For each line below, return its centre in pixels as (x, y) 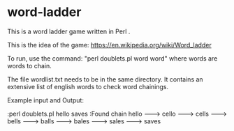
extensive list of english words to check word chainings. (88, 86)
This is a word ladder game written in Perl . (69, 31)
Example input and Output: (45, 100)
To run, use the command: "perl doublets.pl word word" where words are (112, 58)
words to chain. (30, 65)
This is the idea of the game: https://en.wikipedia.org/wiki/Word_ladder (109, 45)
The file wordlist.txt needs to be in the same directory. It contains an (105, 79)
